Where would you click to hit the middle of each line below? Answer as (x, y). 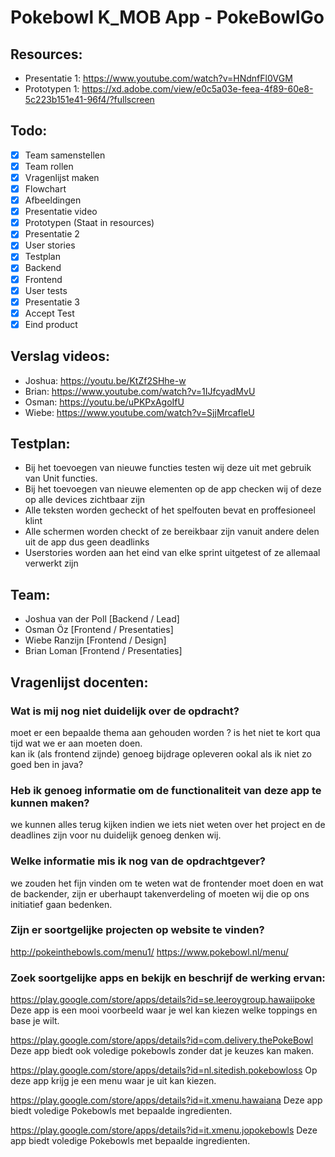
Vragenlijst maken (62, 177)
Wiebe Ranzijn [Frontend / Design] (95, 640)
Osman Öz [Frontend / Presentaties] (99, 630)
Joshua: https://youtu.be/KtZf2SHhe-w (105, 380)
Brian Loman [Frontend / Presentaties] (103, 651)
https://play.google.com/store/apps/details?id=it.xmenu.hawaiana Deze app (166, 1100)
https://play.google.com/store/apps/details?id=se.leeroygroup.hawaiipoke (163, 1000)
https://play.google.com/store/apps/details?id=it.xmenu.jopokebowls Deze (164, 1130)
